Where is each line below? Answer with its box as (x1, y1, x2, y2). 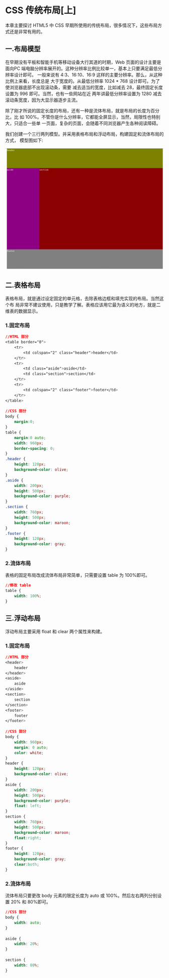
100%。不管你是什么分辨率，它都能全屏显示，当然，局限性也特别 (25, 114, 160, 120)
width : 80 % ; (14, 962, 39, 968)
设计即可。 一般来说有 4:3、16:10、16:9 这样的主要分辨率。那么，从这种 (14, 72, 162, 78)
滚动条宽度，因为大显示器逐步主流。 (5, 97, 80, 103)
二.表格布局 (5, 281, 41, 290)
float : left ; (14, 804, 42, 809)
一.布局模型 (5, 45, 41, 53)
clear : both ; (14, 862, 39, 867)
